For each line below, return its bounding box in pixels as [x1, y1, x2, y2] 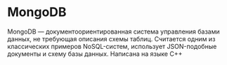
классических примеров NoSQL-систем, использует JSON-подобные [7, 42, 217, 50]
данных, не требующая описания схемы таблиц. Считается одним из [7, 34, 216, 43]
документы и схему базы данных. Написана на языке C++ [7, 50, 183, 58]
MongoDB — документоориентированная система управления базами [7, 27, 220, 36]
